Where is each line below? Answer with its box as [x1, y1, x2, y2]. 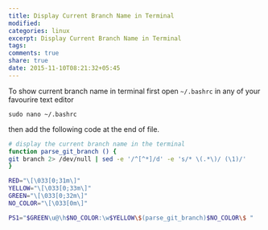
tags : [8, 42, 27, 50]
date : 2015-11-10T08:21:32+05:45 [8, 64, 121, 72]
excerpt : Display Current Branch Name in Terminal [8, 34, 182, 43]
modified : [8, 19, 42, 27]
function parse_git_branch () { [8, 147, 117, 155]
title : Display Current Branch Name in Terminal [8, 11, 175, 20]
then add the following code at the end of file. [8, 124, 159, 133]
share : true [8, 57, 48, 65]
